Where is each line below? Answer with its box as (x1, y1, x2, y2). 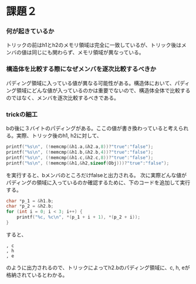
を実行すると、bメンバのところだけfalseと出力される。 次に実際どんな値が (6, 171, 187, 178)
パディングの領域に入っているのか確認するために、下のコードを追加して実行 (6, 179, 191, 186)
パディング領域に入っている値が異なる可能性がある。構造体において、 (6, 79, 175, 86)
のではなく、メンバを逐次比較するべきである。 (6, 94, 119, 101)
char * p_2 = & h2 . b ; (6, 203, 54, 209)
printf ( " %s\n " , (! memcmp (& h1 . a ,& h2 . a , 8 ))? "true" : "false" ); (6, 144, 154, 150)
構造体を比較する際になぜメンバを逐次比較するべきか (6, 65, 157, 73)
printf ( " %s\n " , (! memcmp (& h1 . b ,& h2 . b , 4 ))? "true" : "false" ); (6, 149, 154, 155)
